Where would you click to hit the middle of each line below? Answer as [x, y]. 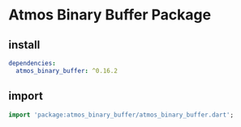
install [24, 45]
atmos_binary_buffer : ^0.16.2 [67, 70]
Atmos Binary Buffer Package [110, 15]
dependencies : [32, 63]
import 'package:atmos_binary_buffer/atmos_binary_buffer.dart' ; [121, 115]
